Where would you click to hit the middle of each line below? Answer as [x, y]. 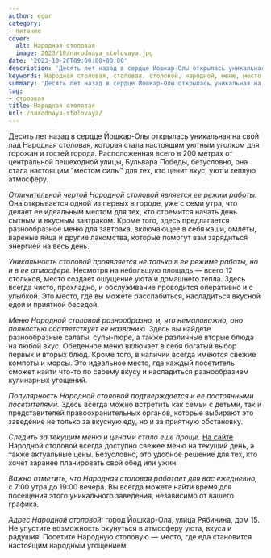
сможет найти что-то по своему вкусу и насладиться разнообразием [129, 371]
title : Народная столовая [52, 106]
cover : [19, 38]
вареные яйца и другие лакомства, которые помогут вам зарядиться [128, 237]
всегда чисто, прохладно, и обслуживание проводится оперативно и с [131, 287]
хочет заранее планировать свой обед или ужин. [94, 463]
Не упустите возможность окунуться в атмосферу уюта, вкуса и [120, 528]
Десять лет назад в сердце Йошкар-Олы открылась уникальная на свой [134, 136]
